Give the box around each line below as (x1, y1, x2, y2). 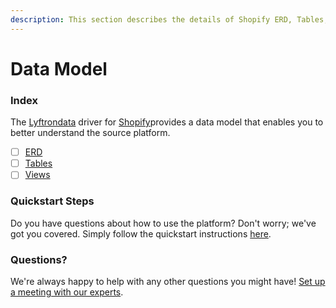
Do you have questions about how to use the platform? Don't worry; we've (10, 217, 317, 229)
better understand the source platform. (10, 127, 171, 139)
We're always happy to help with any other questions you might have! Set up (10, 275, 326, 287)
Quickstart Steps (10, 194, 95, 208)
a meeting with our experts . (10, 286, 124, 298)
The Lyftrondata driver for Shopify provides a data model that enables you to (10, 116, 324, 128)
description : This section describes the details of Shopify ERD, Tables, (10, 14, 329, 25)
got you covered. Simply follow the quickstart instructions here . (10, 227, 272, 240)
